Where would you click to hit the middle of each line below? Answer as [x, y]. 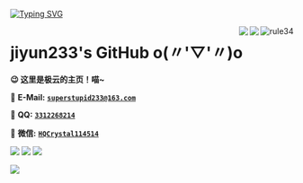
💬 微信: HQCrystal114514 [55, 133]
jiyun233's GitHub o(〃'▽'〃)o [127, 53]
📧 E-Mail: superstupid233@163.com [73, 97]
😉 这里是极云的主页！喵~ [58, 79]
